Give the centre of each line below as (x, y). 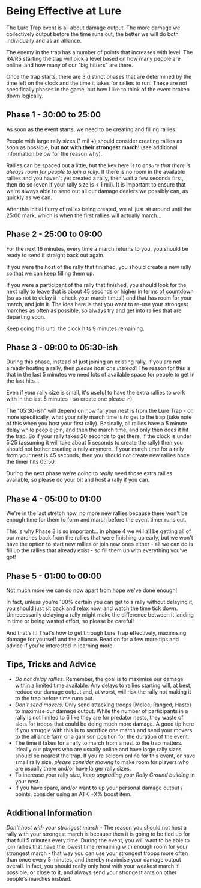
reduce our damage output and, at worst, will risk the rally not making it (103, 692)
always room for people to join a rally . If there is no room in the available (96, 171)
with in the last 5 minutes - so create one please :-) (69, 399)
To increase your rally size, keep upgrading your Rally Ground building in (105, 775)
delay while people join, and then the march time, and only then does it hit (97, 430)
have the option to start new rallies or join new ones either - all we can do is (100, 544)
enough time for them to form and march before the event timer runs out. (96, 520)
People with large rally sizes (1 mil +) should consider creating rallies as (94, 141)
